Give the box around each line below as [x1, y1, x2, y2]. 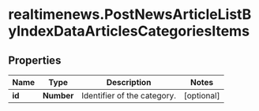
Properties [8, 54, 62, 67]
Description [106, 77, 152, 87]
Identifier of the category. [81, 91, 176, 101]
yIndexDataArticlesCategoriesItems [8, 22, 250, 40]
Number [42, 91, 74, 101]
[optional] [183, 91, 220, 101]
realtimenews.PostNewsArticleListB [8, 6, 252, 24]
